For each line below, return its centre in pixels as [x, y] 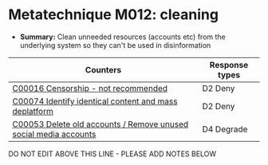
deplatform [33, 111]
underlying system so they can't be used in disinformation [115, 45]
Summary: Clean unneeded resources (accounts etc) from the [122, 37]
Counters [103, 69]
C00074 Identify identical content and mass [95, 101]
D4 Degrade [225, 129]
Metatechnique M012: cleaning [114, 15]
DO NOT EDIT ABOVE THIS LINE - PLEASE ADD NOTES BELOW [112, 154]
